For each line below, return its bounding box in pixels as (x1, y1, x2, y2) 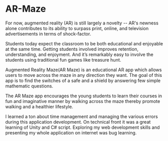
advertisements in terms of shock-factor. (5, 31, 91, 37)
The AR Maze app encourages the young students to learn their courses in (5, 93, 162, 99)
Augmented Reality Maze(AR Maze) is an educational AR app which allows (5, 67, 162, 73)
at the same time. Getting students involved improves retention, (5, 46, 139, 52)
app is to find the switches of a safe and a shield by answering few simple (5, 77, 161, 83)
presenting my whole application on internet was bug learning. (5, 129, 137, 135)
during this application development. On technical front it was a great (5, 119, 151, 125)
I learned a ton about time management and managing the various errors (5, 113, 158, 120)
